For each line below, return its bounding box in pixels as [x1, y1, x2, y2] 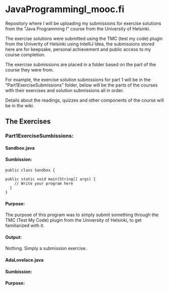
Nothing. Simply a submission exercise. [5, 245, 87, 252]
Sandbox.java [5, 145, 35, 151]
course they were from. [5, 67, 54, 73]
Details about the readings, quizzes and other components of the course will [5, 97, 164, 103]
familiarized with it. [5, 223, 44, 229]
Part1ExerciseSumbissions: [5, 133, 74, 140]
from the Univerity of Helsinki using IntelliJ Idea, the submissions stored [5, 40, 155, 47]
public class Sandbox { [5, 168, 55, 173]
